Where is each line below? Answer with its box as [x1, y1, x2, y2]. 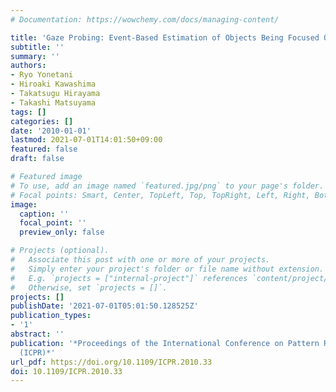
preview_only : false [19, 227, 105, 238]
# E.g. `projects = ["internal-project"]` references [10, 273, 248, 283]
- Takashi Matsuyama [10, 97, 97, 108]
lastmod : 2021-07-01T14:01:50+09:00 [10, 135, 163, 145]
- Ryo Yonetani [10, 70, 74, 80]
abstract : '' [10, 329, 65, 339]
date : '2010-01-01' [10, 126, 92, 136]
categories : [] [10, 116, 74, 126]
